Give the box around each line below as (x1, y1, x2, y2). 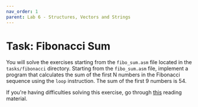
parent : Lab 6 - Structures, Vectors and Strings (6, 14, 131, 20)
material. (6, 95, 28, 102)
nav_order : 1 (6, 8, 38, 15)
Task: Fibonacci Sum (6, 39, 111, 53)
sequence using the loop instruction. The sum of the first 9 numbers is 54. (6, 78, 187, 85)
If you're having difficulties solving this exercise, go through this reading (6, 89, 182, 96)
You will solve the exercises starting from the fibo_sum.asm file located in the (6, 59, 192, 66)
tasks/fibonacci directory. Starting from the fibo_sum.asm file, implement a (6, 65, 189, 72)
